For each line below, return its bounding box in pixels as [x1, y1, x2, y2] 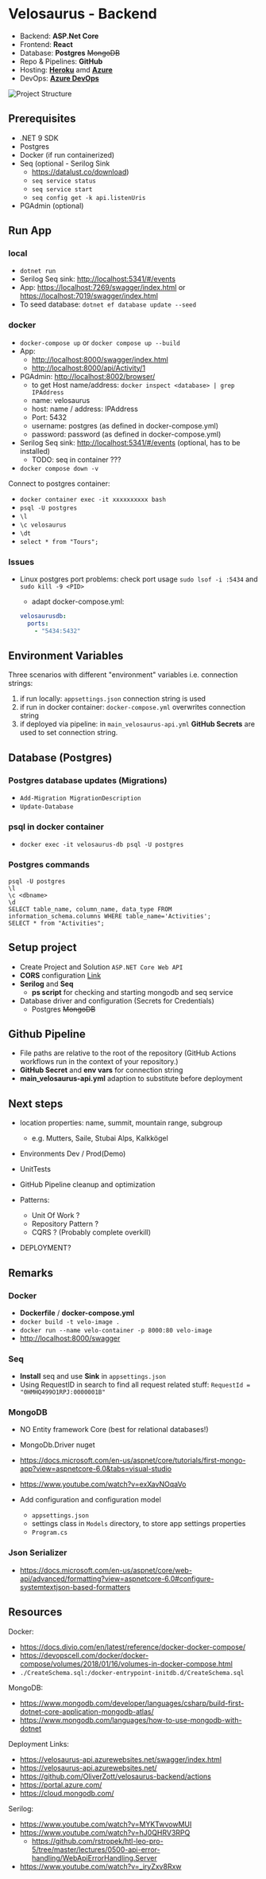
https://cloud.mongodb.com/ [19, 1788, 114, 1798]
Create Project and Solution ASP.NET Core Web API [19, 961, 183, 972]
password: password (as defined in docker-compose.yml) [31, 429, 222, 439]
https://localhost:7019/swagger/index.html [19, 292, 159, 301]
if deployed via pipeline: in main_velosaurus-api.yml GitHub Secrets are [19, 719, 256, 729]
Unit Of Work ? [31, 1211, 80, 1220]
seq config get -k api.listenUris [31, 194, 146, 202]
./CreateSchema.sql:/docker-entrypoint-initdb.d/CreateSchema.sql [19, 1669, 245, 1677]
